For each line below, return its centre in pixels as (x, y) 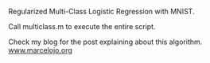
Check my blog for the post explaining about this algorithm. (105, 42)
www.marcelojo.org (41, 50)
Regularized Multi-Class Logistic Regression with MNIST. (101, 11)
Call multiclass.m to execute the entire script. (82, 26)
